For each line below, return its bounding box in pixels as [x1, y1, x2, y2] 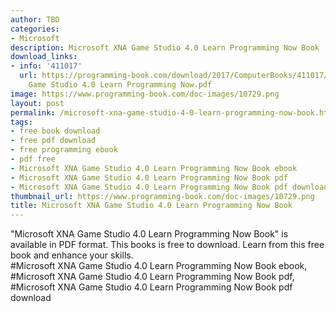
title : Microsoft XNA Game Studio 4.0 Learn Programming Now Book [10, 201, 293, 211]
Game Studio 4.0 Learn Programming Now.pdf [28, 80, 213, 90]
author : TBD [10, 14, 60, 25]
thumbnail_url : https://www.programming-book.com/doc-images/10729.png [10, 191, 315, 201]
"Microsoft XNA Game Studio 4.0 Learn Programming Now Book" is [10, 228, 289, 240]
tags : [10, 117, 33, 127]
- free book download [10, 126, 101, 136]
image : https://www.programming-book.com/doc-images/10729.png [10, 89, 280, 99]
